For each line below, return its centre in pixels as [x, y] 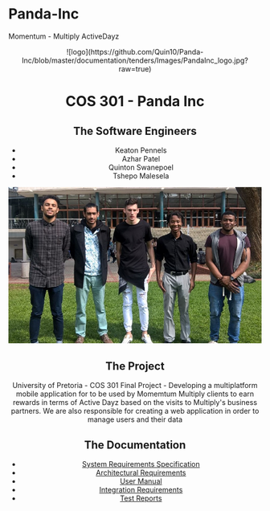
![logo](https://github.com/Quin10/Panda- [135, 51]
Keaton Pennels [141, 150]
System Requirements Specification [141, 464]
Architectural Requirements [141, 473]
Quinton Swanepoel [141, 167]
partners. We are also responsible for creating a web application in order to [135, 411]
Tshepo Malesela [141, 176]
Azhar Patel [141, 158]
